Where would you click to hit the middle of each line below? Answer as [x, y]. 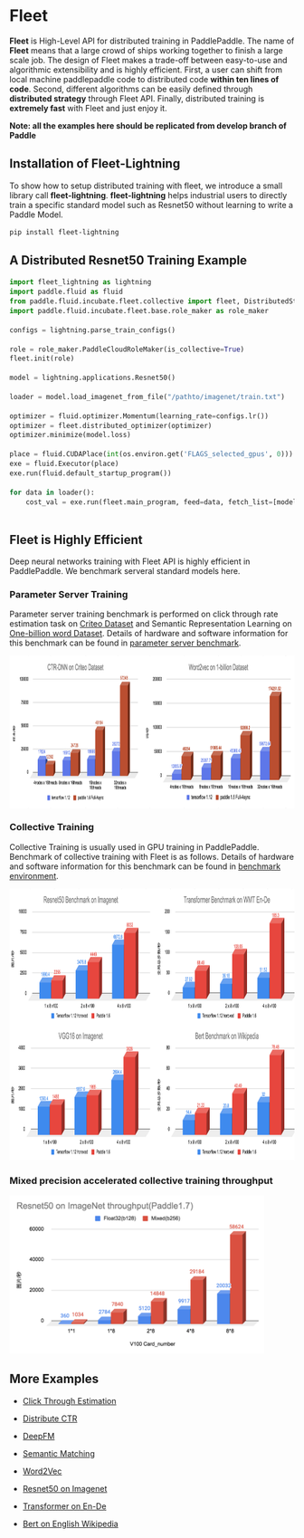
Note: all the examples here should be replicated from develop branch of [148, 125]
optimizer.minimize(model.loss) [70, 435]
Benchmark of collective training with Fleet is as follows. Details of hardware [152, 856]
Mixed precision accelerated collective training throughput [141, 1180]
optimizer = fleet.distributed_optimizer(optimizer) [111, 425]
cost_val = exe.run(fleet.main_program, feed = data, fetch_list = [149, 502]
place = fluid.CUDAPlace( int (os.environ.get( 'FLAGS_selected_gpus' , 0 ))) [152, 454]
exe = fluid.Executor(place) [64, 464]
